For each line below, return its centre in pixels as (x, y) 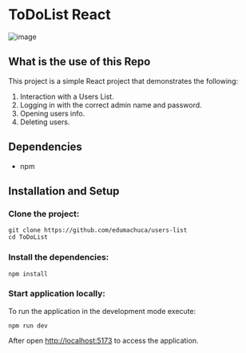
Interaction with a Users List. (67, 96)
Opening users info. (52, 113)
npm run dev (28, 326)
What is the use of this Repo (79, 62)
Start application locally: (57, 294)
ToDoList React (60, 15)
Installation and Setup (64, 191)
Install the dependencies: (59, 257)
